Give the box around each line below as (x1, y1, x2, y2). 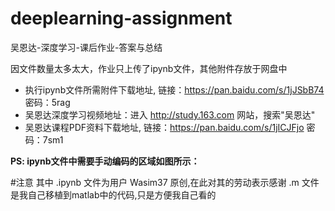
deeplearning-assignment (10, 7, 233, 30)
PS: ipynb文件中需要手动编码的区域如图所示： (10, 155, 200, 167)
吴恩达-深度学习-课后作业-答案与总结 (10, 41, 163, 53)
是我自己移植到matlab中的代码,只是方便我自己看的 (10, 188, 217, 201)
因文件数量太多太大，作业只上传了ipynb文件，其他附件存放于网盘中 (10, 62, 288, 74)
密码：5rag (24, 96, 71, 108)
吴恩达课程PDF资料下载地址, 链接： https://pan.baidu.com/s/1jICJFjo (24, 121, 305, 133)
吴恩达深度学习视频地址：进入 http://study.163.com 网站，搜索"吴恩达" (24, 108, 316, 121)
